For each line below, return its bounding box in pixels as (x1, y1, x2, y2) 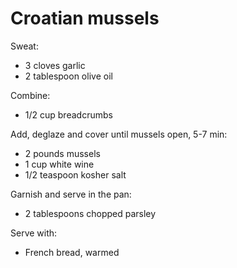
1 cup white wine (24, 158, 95, 170)
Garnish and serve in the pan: (10, 188, 132, 200)
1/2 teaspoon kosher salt (24, 168, 127, 181)
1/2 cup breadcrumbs (24, 108, 113, 121)
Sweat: (10, 40, 39, 52)
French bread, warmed (24, 246, 120, 258)
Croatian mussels (10, 7, 160, 30)
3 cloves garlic (24, 59, 86, 71)
